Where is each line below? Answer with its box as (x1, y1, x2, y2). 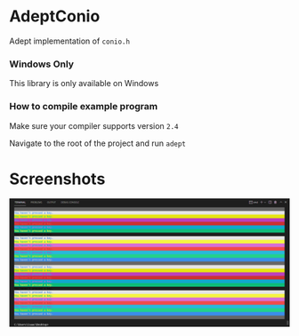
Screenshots (9, 169, 106, 188)
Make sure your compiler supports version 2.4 (9, 120, 179, 131)
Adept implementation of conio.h (9, 36, 131, 46)
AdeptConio (9, 6, 101, 27)
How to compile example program (9, 100, 158, 113)
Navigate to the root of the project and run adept (9, 138, 187, 148)
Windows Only (9, 58, 74, 70)
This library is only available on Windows (9, 78, 159, 89)
